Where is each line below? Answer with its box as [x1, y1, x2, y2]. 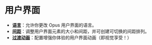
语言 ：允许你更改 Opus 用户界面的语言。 [12, 22, 97, 28]
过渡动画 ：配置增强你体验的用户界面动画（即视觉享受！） [12, 34, 132, 40]
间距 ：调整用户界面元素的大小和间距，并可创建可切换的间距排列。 [12, 28, 149, 34]
